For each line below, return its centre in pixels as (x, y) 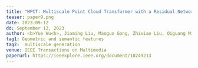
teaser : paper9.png (30, 17)
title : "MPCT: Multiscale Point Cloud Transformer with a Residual (91, 12)
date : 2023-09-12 (27, 22)
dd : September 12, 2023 (35, 28)
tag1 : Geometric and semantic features (55, 39)
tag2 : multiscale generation (43, 45)
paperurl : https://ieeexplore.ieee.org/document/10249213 (79, 56)
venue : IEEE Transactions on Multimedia (57, 50)
